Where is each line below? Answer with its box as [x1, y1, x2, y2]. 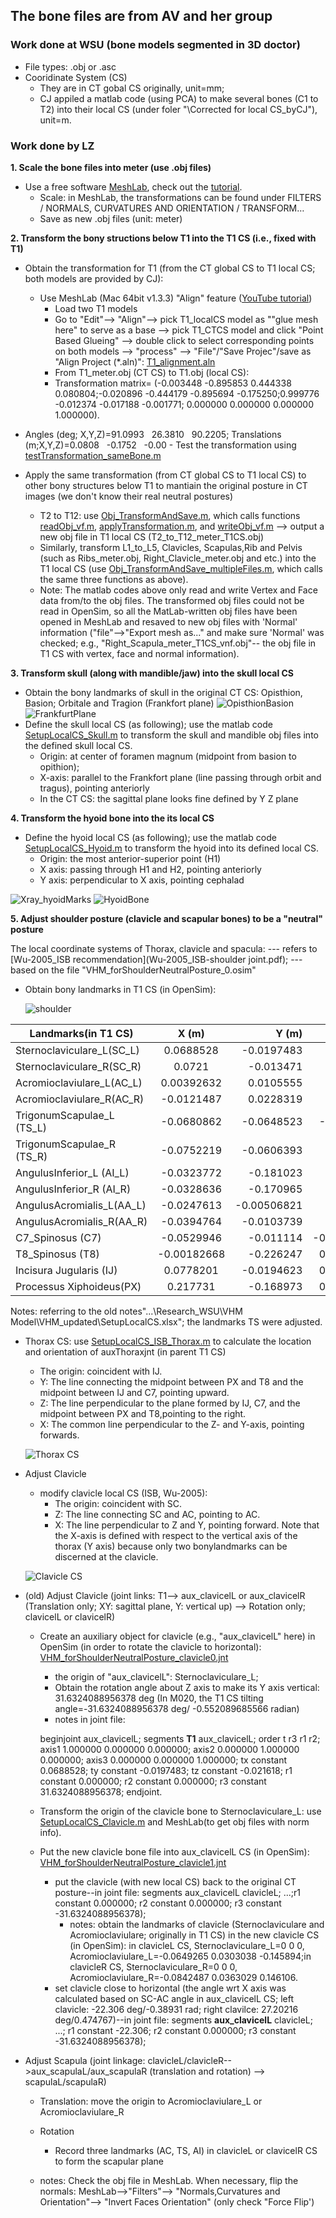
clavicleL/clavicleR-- [147, 2054, 232, 2066]
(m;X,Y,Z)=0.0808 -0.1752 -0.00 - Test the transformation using [24, 439, 297, 451]
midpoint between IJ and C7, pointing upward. [39, 1386, 230, 1398]
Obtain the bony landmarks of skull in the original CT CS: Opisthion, [24, 686, 303, 698]
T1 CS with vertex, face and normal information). [39, 647, 240, 659]
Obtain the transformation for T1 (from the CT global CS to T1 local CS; [24, 262, 316, 274]
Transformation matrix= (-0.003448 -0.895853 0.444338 [54, 377, 292, 389]
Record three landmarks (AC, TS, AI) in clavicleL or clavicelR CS [54, 2144, 318, 2156]
